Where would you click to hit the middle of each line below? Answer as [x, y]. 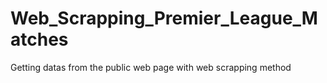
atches [39, 39]
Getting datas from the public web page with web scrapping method [151, 67]
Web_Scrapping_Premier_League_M [164, 18]
